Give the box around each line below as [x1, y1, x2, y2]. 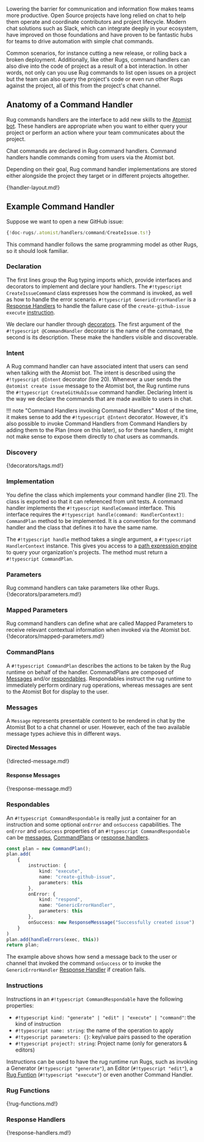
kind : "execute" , [38, 868, 83, 874]
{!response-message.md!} [6, 785, 72, 792]
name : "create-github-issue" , [38, 874, 116, 880]
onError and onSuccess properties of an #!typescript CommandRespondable [6, 827, 191, 835]
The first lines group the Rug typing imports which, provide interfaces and [6, 276, 192, 284]
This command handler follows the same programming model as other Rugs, [6, 241, 199, 248]
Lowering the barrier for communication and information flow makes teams [6, 5, 195, 12]
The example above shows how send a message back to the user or [6, 953, 178, 961]
